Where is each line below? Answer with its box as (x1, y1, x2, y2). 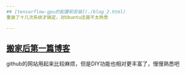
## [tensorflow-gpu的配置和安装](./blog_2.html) (6, 8, 126, 15)
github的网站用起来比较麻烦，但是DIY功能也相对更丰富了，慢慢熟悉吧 (6, 60, 180, 68)
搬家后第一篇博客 (6, 43, 70, 53)
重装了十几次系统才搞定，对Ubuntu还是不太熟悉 (6, 14, 108, 20)
